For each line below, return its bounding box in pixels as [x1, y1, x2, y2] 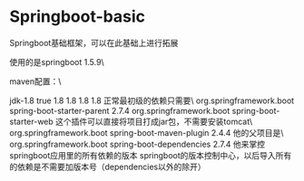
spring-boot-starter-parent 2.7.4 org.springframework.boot [9, 105, 230, 116]
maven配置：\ [9, 75, 62, 87]
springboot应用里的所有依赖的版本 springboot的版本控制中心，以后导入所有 [9, 149, 292, 160]
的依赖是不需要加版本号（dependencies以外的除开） [9, 161, 206, 172]
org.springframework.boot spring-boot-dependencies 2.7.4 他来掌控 [9, 138, 266, 149]
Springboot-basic [9, 6, 146, 27]
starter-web [9, 116, 54, 127]
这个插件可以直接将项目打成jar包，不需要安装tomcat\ [55, 116, 253, 127]
